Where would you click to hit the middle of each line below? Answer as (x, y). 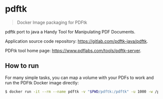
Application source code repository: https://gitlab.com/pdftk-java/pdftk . (76, 41)
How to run (22, 66)
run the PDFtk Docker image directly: (42, 82)
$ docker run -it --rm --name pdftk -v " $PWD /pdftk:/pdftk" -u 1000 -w (79, 91)
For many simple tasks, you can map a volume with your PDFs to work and (80, 77)
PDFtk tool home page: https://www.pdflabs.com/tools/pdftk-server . (73, 50)
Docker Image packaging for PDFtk (52, 22)
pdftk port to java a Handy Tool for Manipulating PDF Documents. (70, 32)
